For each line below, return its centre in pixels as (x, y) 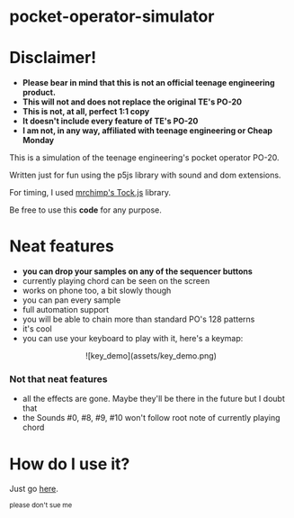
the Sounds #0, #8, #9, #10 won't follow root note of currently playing (151, 418)
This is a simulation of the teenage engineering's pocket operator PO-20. (144, 158)
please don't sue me (41, 505)
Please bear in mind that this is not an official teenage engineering (149, 83)
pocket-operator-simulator (112, 17)
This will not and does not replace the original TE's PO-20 (132, 102)
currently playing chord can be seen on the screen (116, 281)
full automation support (66, 310)
